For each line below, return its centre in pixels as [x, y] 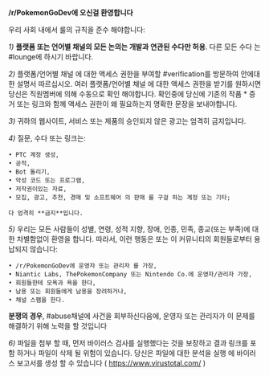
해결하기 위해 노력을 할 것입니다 [58, 326]
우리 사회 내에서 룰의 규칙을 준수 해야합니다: [77, 30]
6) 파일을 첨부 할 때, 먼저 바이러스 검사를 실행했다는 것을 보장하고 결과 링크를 [128, 343]
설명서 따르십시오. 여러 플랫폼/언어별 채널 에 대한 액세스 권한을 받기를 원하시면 [139, 84]
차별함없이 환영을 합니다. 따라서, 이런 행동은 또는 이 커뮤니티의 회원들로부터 [134, 239]
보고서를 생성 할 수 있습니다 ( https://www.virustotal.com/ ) [111, 363]
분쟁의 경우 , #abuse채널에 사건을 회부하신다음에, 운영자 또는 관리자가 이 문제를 [132, 316]
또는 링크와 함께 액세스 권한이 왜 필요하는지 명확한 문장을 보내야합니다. [127, 104]
